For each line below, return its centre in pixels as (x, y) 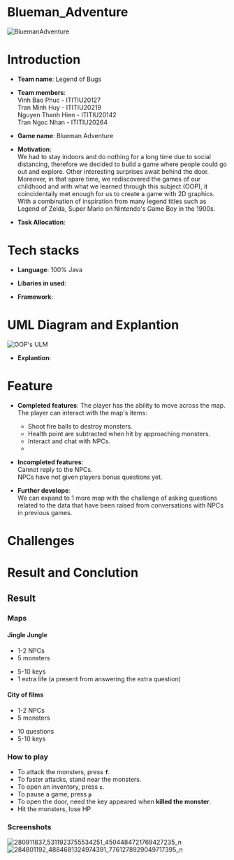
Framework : (35, 297)
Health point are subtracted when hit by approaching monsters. (119, 433)
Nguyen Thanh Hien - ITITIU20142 (67, 114)
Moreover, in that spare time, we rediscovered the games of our (109, 179)
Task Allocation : (41, 222)
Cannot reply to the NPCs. (55, 469)
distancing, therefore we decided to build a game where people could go (122, 164)
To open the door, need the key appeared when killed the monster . (114, 802)
